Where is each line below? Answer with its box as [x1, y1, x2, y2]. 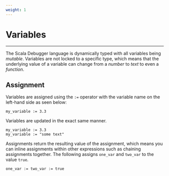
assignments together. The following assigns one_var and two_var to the [6, 151, 154, 157]
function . [6, 66, 25, 72]
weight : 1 [6, 7, 27, 13]
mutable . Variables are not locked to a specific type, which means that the [6, 56, 159, 62]
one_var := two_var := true [6, 166, 65, 171]
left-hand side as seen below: [6, 99, 67, 105]
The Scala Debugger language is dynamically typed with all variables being [6, 50, 161, 56]
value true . [6, 156, 29, 163]
